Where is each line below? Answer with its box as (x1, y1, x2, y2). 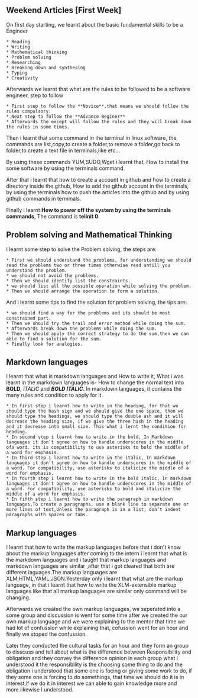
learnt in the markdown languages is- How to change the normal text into (6, 379, 184, 386)
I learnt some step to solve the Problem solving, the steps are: (6, 246, 157, 253)
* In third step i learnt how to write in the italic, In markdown (6, 455, 176, 461)
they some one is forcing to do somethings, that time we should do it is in (6, 674, 184, 681)
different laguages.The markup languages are (6, 569, 118, 576)
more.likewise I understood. (6, 686, 74, 693)
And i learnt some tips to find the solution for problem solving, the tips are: (6, 298, 187, 305)
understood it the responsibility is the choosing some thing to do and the (6, 661, 183, 668)
